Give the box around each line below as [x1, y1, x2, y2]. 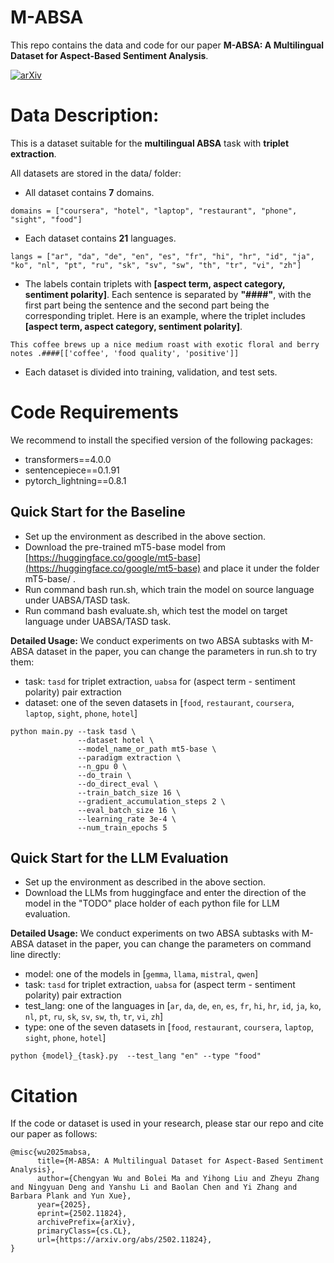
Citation [10, 1084, 78, 1107]
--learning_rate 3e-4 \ [77, 814, 177, 824]
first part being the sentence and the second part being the [24, 299, 270, 311]
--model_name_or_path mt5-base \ [77, 744, 217, 754]
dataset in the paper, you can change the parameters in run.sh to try [36, 645, 318, 657]
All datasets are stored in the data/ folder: [10, 167, 182, 179]
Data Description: [10, 104, 160, 127]
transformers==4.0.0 [24, 453, 112, 465]
